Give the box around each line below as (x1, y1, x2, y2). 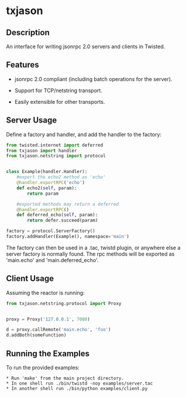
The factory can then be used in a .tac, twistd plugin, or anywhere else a (6, 244, 181, 251)
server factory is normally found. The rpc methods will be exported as (6, 250, 175, 257)
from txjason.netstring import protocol (6, 153, 106, 159)
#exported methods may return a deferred (16, 201, 119, 207)
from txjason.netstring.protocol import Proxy (6, 300, 122, 306)
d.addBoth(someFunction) (6, 332, 67, 338)
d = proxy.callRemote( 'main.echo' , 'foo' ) (6, 327, 111, 332)
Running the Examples (6, 348, 89, 358)
